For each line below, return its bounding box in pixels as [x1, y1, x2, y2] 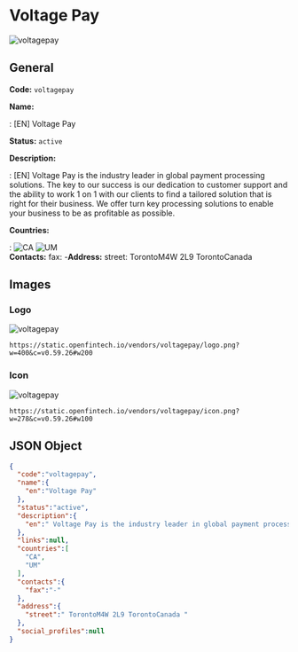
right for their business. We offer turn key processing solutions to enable [9, 198, 274, 208]
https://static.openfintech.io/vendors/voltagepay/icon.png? [9, 406, 240, 415]
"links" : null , [17, 536, 69, 546]
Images [9, 277, 51, 293]
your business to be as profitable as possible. [9, 208, 176, 218]
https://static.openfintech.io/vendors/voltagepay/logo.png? [9, 341, 240, 350]
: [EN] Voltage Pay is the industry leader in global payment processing [9, 169, 266, 180]
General [9, 60, 55, 75]
